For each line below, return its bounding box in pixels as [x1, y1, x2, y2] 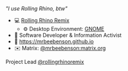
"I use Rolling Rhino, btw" [5, 5, 68, 12]
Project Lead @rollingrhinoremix [5, 59, 84, 65]
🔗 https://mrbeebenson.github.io [14, 38, 94, 45]
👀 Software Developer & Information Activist [14, 32, 122, 38]
